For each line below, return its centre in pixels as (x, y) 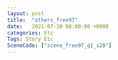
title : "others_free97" (43, 20)
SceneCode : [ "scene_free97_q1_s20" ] (59, 46)
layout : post (26, 13)
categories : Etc (30, 33)
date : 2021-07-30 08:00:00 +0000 (58, 26)
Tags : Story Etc (30, 39)
